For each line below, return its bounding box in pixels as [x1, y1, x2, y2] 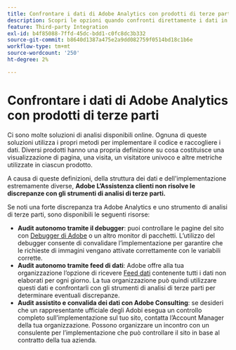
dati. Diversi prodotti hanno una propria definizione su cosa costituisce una [7, 145, 225, 154]
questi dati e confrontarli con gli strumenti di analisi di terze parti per [17, 283, 216, 292]
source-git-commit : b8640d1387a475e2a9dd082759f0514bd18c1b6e [7, 37, 193, 44]
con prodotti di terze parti [7, 107, 159, 123]
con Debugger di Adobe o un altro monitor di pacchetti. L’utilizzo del [17, 231, 216, 240]
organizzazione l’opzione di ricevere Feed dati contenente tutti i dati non [17, 268, 227, 277]
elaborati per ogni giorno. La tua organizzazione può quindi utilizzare [17, 276, 217, 285]
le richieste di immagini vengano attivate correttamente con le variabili [17, 246, 221, 254]
